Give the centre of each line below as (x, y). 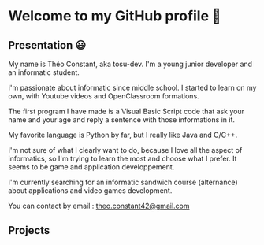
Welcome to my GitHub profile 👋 (115, 16)
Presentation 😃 (47, 45)
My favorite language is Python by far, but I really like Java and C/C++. (123, 135)
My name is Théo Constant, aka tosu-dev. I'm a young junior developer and (130, 64)
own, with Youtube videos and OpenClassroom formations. (104, 96)
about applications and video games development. (90, 191)
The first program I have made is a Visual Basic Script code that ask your (126, 111)
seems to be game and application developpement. (91, 167)
